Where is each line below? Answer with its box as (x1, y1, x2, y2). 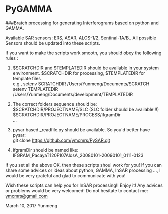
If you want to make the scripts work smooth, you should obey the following (5, 50, 162, 56)
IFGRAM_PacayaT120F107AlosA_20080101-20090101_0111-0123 (12, 152, 144, 158)
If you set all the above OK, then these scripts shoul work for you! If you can (5, 162, 162, 168)
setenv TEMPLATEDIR (12, 86, 58, 92)
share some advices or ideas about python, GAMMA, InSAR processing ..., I (5, 167, 161, 173)
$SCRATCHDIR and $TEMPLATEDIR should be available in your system (12, 65, 159, 71)
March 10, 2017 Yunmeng (5, 202, 58, 208)
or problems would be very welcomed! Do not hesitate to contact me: (5, 187, 148, 193)
